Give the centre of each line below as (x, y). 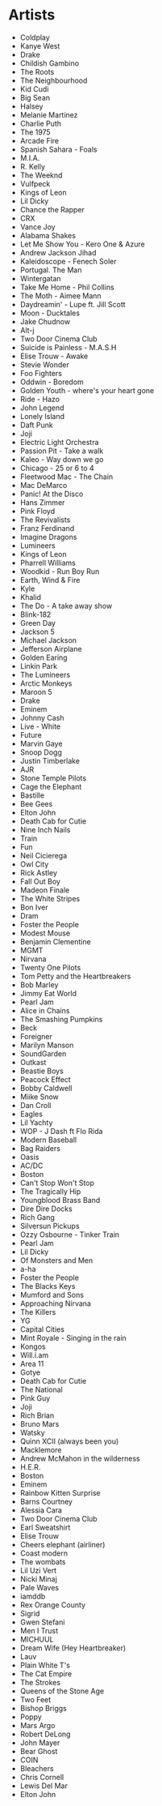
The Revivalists (45, 520)
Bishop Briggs (43, 1708)
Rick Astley (39, 872)
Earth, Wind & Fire (50, 580)
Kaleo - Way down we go (62, 459)
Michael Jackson (48, 640)
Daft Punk (37, 425)
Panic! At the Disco (52, 494)
